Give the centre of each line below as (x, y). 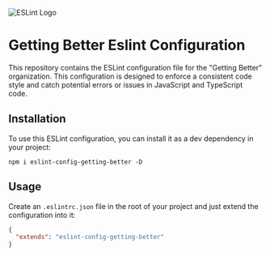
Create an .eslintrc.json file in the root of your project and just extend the (133, 206)
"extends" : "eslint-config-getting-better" (90, 237)
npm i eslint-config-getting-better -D (76, 162)
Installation (37, 119)
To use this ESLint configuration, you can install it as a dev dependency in (131, 139)
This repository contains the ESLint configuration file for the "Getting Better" (135, 67)
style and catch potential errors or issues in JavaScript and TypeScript (126, 84)
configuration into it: (42, 215)
